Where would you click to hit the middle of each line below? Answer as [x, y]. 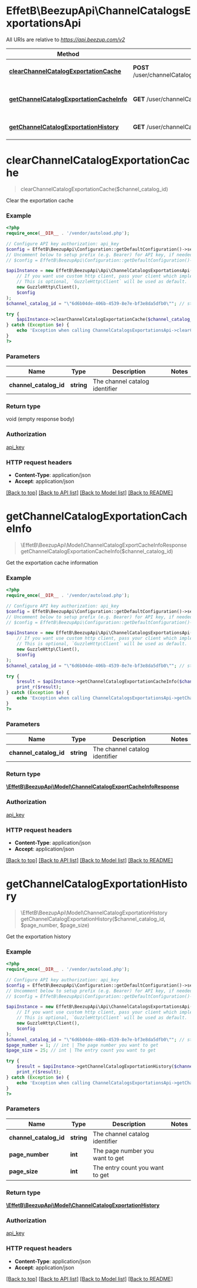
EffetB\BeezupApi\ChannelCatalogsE [98, 11]
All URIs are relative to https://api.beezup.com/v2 [66, 39]
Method [68, 54]
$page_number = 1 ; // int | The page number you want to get [82, 1045]
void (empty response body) [40, 419]
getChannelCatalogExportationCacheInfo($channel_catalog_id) [97, 551]
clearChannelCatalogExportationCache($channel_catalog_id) [94, 189]
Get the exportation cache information [52, 562]
